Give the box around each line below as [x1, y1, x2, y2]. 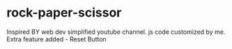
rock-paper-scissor [6, 5, 122, 21]
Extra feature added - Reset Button [6, 35, 107, 43]
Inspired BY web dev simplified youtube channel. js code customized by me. [6, 28, 226, 36]
